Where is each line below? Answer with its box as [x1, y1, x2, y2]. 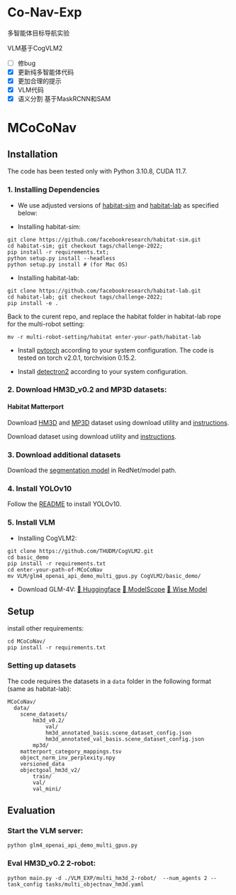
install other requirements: [7, 624, 84, 633]
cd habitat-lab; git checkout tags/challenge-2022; [7, 293, 163, 301]
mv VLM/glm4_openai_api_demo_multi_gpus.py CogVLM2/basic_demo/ [7, 572, 201, 579]
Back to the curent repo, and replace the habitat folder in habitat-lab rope [7, 312, 222, 321]
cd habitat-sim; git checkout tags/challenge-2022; [7, 242, 163, 250]
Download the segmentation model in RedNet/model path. [7, 466, 177, 474]
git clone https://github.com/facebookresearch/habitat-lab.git [7, 287, 201, 294]
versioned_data [20, 760, 65, 768]
